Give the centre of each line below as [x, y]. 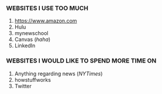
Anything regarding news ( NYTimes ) [58, 74]
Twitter [23, 86]
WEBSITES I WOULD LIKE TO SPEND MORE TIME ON [81, 61]
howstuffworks [33, 79]
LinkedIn [25, 46]
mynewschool [31, 33]
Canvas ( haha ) [32, 40]
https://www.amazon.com [46, 21]
